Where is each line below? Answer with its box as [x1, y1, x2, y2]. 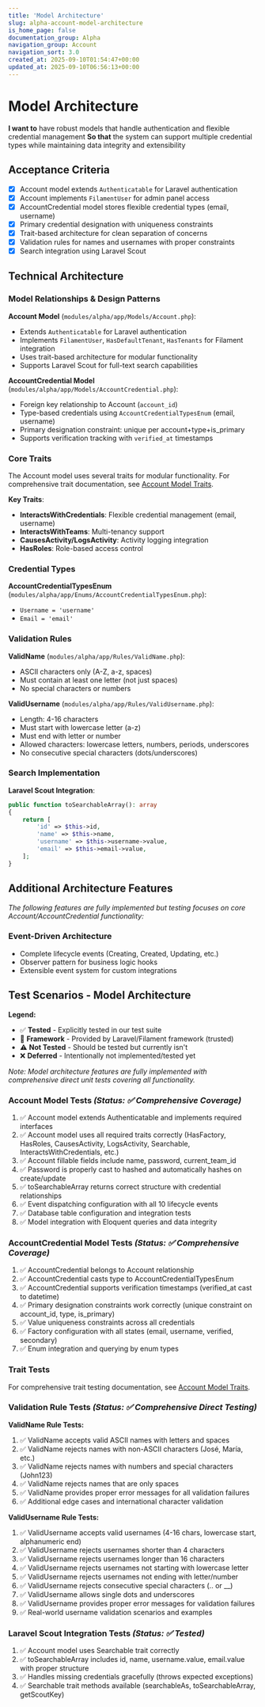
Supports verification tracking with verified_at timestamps [19, 433, 214, 443]
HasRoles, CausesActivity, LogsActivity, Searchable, [19, 1139, 191, 1148]
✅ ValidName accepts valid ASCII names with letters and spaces [19, 1435, 230, 1445]
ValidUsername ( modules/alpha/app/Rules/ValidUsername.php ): [8, 698, 215, 709]
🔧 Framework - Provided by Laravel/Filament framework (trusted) [19, 1034, 234, 1044]
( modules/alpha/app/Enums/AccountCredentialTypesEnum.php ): [8, 590, 207, 599]
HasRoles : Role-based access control [19, 543, 144, 553]
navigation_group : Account [8, 41, 97, 49]
